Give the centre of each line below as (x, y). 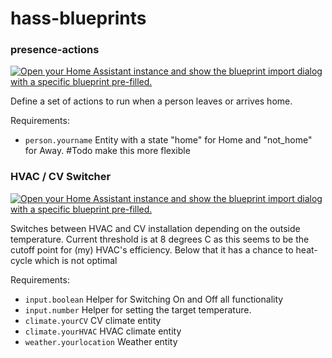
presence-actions (55, 50)
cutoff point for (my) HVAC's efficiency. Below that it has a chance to (152, 249)
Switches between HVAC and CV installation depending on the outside (155, 228)
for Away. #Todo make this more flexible (107, 151)
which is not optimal (76, 260)
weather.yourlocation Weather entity (101, 341)
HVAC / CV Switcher (61, 177)
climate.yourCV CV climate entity (93, 320)
